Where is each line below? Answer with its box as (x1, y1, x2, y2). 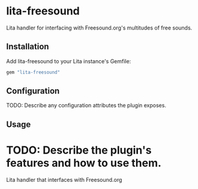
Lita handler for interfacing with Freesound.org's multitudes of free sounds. (6, 24, 193, 31)
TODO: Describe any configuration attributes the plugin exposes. (6, 102, 167, 109)
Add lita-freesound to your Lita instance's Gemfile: (6, 57, 131, 64)
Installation (6, 42, 49, 52)
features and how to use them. (6, 156, 162, 170)
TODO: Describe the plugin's (6, 143, 152, 157)
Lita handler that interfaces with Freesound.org (6, 176, 122, 183)
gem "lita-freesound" (6, 69, 61, 75)
